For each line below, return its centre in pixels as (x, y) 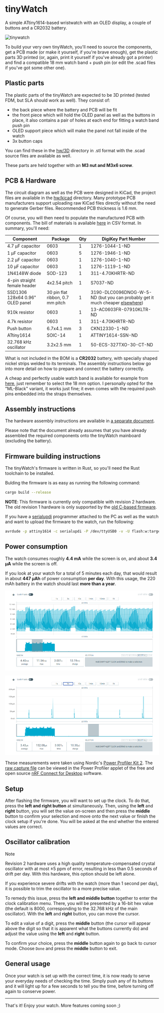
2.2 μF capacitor (24, 260)
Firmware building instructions (53, 456)
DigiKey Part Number (124, 239)
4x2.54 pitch (60, 283)
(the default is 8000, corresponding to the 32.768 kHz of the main (71, 908)
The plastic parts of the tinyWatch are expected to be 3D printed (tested (77, 95)
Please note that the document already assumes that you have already (76, 430)
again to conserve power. (31, 991)
